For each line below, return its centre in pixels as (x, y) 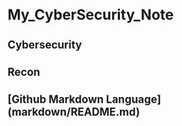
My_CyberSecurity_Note (91, 15)
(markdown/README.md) (74, 112)
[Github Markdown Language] (85, 100)
